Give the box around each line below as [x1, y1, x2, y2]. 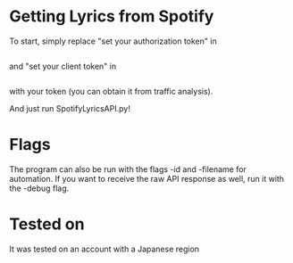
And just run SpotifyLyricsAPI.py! [9, 103, 131, 113]
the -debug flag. [9, 183, 70, 193]
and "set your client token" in [9, 61, 117, 71]
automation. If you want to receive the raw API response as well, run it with [9, 173, 284, 184]
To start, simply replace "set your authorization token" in [9, 36, 217, 46]
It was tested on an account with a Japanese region [9, 243, 199, 254]
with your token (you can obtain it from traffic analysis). [9, 86, 213, 96]
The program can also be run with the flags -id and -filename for [9, 163, 247, 175]
